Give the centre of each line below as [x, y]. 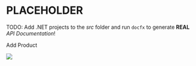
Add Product [22, 45]
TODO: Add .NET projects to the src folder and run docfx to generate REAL [98, 27]
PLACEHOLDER [45, 10]
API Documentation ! [31, 33]
